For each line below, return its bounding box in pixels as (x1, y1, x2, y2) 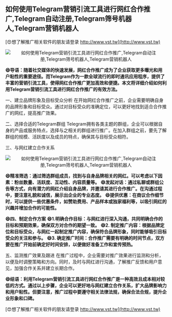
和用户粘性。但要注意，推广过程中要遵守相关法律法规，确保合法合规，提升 (5, 289, 162, 295)
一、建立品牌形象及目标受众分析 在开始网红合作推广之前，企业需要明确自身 (5, 97, 164, 103)
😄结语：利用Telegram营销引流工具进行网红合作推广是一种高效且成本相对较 (5, 276, 165, 282)
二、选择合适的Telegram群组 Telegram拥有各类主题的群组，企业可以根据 (5, 121, 159, 127)
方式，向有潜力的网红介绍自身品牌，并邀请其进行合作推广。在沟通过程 (14, 185, 162, 191)
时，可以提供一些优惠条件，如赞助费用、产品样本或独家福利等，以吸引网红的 (5, 198, 167, 204)
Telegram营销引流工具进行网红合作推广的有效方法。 (9, 86, 120, 92)
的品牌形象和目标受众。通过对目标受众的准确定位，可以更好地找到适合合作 (5, 103, 162, 109)
